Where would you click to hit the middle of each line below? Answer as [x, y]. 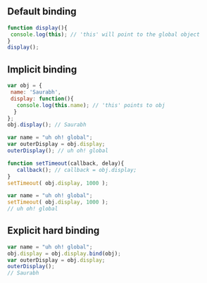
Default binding [42, 12]
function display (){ [38, 27]
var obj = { [25, 86]
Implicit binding [42, 69]
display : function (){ [42, 99]
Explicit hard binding [54, 231]
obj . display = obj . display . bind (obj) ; [64, 253]
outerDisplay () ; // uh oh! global [58, 151]
